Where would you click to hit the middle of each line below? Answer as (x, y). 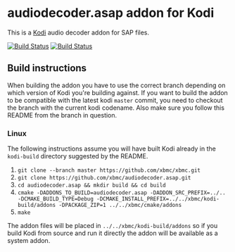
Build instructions (47, 68)
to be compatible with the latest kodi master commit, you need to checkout (115, 100)
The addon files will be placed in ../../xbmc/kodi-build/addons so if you (113, 226)
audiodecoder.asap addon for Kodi (111, 13)
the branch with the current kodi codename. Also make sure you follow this (116, 108)
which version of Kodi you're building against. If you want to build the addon (118, 92)
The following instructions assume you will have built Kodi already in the (112, 149)
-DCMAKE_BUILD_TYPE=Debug (55, 199)
